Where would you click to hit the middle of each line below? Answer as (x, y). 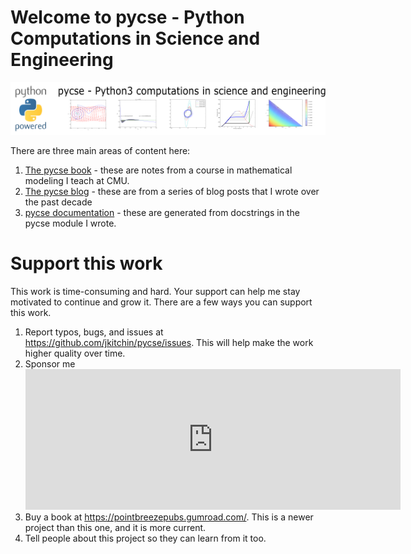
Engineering (62, 60)
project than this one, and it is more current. (115, 527)
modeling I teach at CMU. (77, 180)
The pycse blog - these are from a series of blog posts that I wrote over (172, 191)
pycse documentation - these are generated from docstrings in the (162, 212)
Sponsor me (50, 363)
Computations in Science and (135, 38)
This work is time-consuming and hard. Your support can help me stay (155, 291)
